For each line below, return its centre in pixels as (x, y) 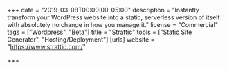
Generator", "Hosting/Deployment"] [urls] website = (81, 40)
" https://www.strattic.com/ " (47, 47)
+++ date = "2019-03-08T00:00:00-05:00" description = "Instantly (103, 10)
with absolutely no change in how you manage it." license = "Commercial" (112, 25)
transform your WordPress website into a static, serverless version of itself (113, 17)
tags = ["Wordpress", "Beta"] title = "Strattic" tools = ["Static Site (100, 32)
